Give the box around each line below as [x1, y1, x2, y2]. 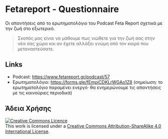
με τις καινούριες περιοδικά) [12, 89, 73, 96]
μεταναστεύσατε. [17, 46, 54, 52]
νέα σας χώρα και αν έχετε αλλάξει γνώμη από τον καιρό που [17, 40, 149, 46]
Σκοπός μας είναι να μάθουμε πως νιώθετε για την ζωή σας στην [17, 35, 155, 41]
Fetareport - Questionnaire [5, 4, 119, 15]
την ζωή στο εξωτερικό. [5, 25, 55, 31]
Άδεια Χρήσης [5, 104, 52, 113]
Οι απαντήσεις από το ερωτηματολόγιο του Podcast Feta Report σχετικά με [5, 20, 163, 26]
